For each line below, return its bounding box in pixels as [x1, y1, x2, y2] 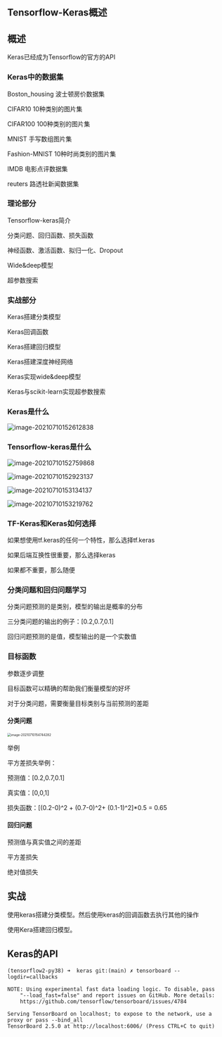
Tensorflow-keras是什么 [7, 442, 92, 452]
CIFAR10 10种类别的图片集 [7, 104, 83, 113]
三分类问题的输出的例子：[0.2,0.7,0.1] [7, 617, 115, 626]
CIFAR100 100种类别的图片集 [7, 119, 91, 128]
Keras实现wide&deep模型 [7, 373, 81, 381]
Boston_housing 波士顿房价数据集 [7, 89, 105, 98]
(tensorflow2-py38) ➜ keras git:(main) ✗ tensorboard [7, 967, 171, 974]
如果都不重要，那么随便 [7, 566, 75, 574]
